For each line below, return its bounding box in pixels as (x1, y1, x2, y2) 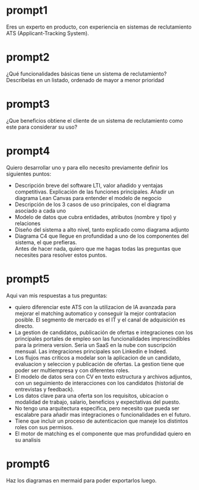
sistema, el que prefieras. (14, 239, 77, 246)
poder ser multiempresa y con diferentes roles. (14, 367, 130, 374)
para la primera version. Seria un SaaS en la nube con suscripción (14, 341, 176, 348)
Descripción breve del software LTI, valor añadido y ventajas (14, 182, 163, 189)
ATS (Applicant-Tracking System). (6, 29, 89, 36)
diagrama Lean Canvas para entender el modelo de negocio (14, 194, 162, 201)
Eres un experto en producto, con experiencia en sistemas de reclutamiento (6, 23, 192, 30)
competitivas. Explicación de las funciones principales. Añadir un (14, 188, 175, 195)
